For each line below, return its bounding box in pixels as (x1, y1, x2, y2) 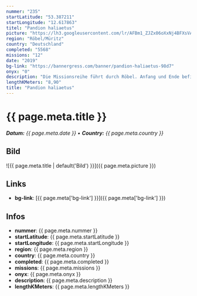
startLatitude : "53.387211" (6, 14, 75, 20)
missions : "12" (6, 52, 43, 58)
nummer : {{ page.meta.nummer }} (14, 227, 98, 234)
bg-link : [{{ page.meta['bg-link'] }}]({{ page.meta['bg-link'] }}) (14, 195, 166, 202)
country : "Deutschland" (6, 42, 64, 47)
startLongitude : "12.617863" (6, 19, 77, 25)
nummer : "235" (6, 8, 41, 15)
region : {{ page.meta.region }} (14, 246, 89, 253)
